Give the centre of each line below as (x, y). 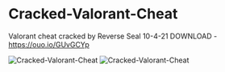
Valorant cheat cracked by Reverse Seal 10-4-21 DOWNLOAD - (113, 36)
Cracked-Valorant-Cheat (93, 14)
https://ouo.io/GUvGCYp (49, 44)
